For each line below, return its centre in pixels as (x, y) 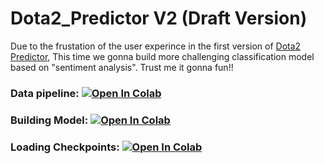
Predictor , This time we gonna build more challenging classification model (162, 56)
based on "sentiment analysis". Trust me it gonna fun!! (122, 67)
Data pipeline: (45, 93)
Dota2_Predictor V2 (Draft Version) (159, 18)
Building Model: (49, 120)
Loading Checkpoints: (65, 147)
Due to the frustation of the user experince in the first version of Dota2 (156, 46)
